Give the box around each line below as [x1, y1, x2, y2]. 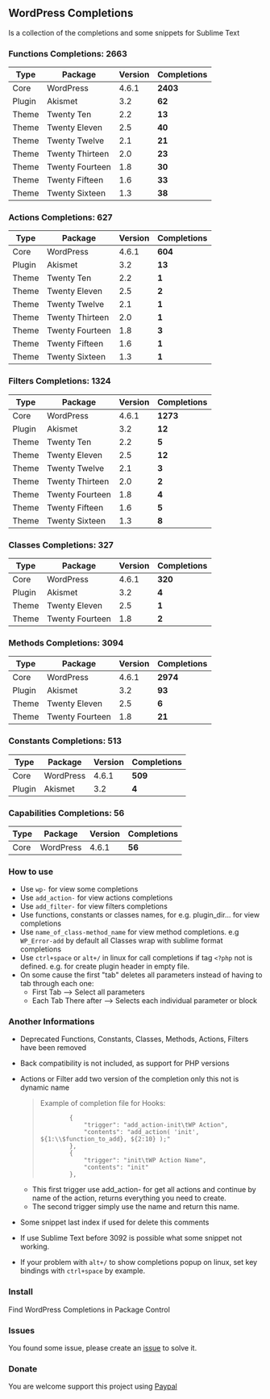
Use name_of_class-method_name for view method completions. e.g [19, 927, 239, 937]
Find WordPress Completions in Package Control [8, 1304, 171, 1314]
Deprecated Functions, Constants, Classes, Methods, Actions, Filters [19, 1034, 249, 1044]
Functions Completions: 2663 [8, 48, 127, 59]
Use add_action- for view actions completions [19, 893, 173, 903]
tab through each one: [19, 979, 94, 989]
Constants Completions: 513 [8, 735, 123, 746]
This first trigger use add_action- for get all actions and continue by [31, 1185, 256, 1195]
